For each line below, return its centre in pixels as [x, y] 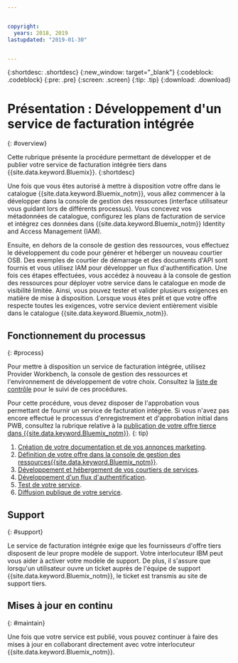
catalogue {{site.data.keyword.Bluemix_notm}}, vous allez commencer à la [117, 193]
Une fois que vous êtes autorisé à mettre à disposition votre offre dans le [114, 186]
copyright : [23, 26]
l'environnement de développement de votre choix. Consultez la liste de [113, 382]
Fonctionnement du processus [77, 335]
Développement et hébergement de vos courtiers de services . [109, 470]
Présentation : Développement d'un [114, 108]
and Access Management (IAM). [55, 231]
